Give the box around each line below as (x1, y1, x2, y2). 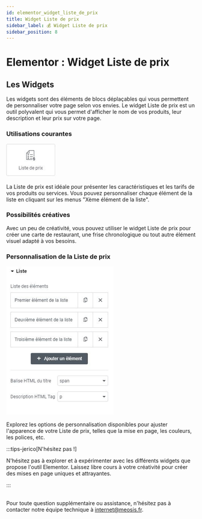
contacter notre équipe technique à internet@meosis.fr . (6, 506, 144, 514)
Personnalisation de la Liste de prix (6, 252, 111, 260)
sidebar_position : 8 (6, 29, 58, 35)
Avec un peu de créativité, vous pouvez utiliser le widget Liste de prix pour (6, 224, 191, 231)
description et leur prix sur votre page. (6, 115, 102, 122)
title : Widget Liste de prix (6, 16, 79, 22)
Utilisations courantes (6, 130, 72, 138)
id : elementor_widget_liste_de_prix (6, 10, 98, 16)
